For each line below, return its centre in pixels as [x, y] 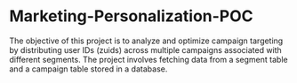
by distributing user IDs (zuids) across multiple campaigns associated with [145, 49]
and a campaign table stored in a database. [88, 69]
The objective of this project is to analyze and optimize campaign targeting [146, 41]
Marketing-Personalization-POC [131, 16]
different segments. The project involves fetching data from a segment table [148, 59]
